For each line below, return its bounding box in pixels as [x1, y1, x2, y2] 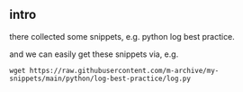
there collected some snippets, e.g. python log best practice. [9, 31, 236, 41]
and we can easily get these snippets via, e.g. [9, 49, 179, 60]
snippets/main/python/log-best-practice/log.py [9, 74, 192, 83]
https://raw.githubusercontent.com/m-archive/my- [29, 66, 220, 75]
